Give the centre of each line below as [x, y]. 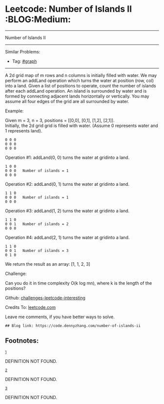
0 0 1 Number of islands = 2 [37, 224]
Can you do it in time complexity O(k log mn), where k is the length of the [79, 283]
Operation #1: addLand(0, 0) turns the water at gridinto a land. [67, 157]
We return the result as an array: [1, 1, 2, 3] [48, 264]
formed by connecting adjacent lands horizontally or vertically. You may [77, 96]
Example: [14, 111]
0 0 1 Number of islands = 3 [37, 251]
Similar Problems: [23, 51]
